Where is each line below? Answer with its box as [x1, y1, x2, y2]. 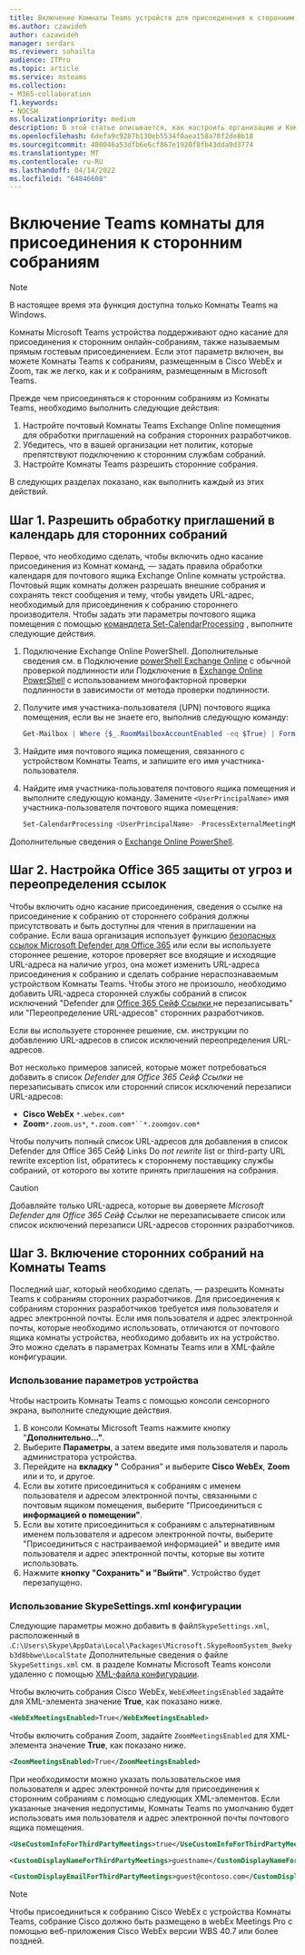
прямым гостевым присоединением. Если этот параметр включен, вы [9, 347, 284, 358]
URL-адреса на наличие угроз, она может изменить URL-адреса [9, 959, 261, 970]
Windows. [9, 309, 47, 320]
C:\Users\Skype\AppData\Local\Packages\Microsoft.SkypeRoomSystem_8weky [12, 1641, 293, 1650]
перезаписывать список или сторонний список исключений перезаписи [9, 1081, 292, 1092]
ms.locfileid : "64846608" [9, 174, 107, 183]
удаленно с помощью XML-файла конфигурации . [9, 1668, 200, 1679]
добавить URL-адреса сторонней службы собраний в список [9, 988, 247, 999]
